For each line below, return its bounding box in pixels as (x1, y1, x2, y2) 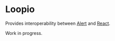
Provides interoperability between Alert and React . (5, 20, 110, 26)
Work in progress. (5, 30, 43, 36)
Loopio (5, 4, 35, 15)
